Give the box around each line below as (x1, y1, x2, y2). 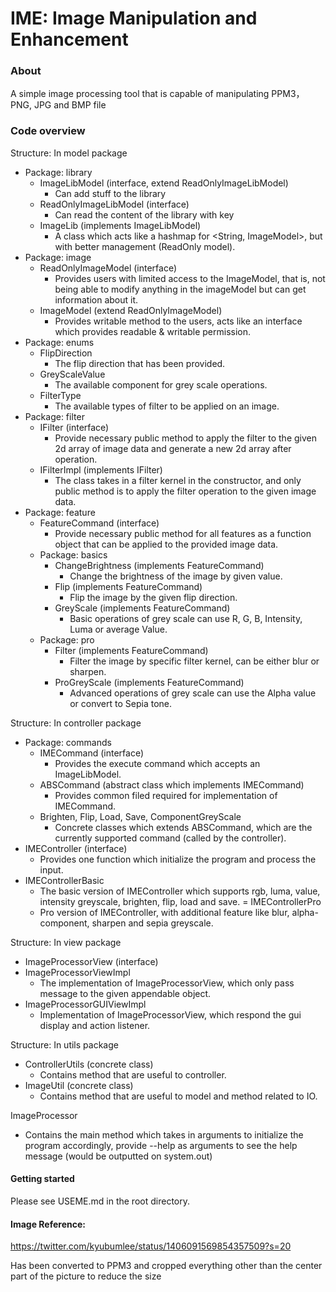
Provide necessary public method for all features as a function (54, 527, 312, 539)
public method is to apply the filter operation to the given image (54, 485, 317, 497)
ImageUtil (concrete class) (24, 1079, 134, 1091)
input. (39, 863, 64, 876)
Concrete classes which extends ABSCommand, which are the (54, 821, 313, 833)
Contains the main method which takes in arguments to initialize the (24, 1128, 304, 1141)
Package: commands (24, 736, 112, 748)
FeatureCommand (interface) (39, 517, 160, 529)
